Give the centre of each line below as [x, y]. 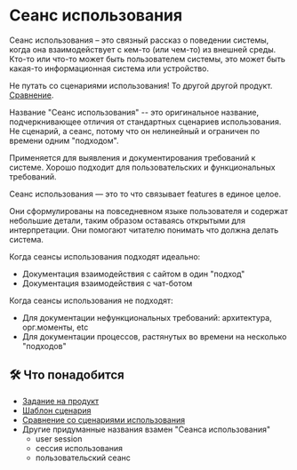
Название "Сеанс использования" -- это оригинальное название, [134, 112]
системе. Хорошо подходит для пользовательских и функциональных [142, 167]
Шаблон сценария [56, 410]
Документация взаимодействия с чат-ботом [107, 283]
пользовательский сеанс [83, 458]
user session [59, 438]
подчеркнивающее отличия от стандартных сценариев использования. [145, 122]
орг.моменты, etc [55, 327]
